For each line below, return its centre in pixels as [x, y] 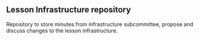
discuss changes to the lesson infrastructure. [62, 30]
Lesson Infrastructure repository [69, 10]
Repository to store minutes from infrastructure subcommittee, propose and [100, 24]
